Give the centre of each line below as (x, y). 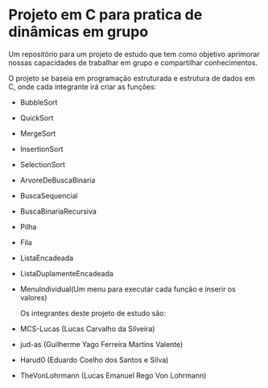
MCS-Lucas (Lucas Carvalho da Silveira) (87, 329)
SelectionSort (43, 164)
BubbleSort (39, 102)
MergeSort (38, 133)
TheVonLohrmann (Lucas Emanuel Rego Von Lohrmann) (113, 375)
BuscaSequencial (49, 195)
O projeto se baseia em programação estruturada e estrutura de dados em (132, 78)
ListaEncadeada (47, 258)
